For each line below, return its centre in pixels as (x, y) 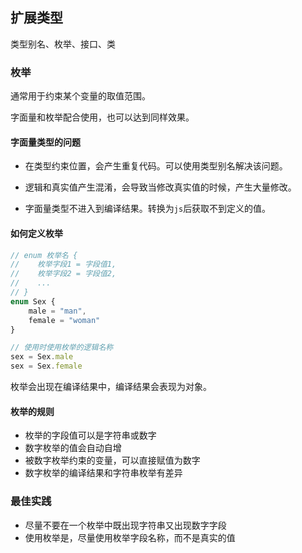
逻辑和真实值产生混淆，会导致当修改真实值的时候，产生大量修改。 (160, 187)
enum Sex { (33, 301)
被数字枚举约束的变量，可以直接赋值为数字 (112, 460)
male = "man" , (57, 311)
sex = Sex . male (42, 357)
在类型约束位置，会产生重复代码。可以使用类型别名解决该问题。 (156, 166)
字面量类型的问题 (45, 142)
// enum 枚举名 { (44, 255)
